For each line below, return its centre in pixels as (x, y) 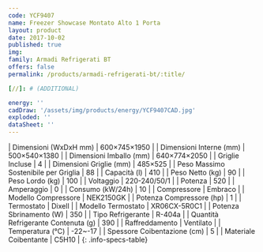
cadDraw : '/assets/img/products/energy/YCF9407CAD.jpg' (102, 110)
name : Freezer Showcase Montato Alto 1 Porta (84, 23)
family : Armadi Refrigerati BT (60, 60)
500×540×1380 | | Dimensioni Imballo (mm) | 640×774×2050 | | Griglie (124, 156)
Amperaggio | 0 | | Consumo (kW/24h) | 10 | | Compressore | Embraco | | (126, 189)
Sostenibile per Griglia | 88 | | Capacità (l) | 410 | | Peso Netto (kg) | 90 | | (127, 172)
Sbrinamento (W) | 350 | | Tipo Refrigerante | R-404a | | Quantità (113, 214)
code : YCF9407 (32, 15)
